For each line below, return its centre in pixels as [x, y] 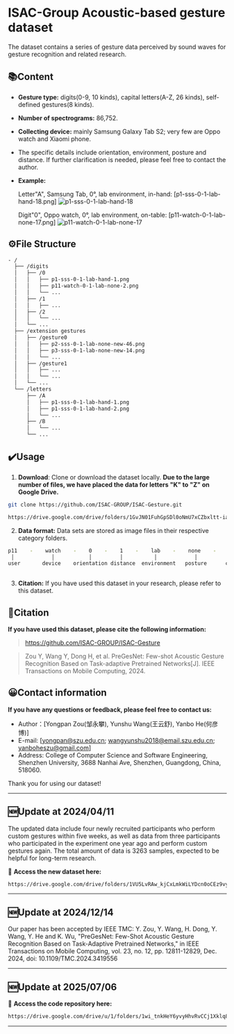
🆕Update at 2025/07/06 [62, 987]
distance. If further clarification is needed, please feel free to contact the [122, 159]
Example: [32, 180]
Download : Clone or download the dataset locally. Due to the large [114, 477]
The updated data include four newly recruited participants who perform [111, 828]
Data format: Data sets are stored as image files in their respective [113, 530]
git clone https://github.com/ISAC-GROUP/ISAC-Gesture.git [95, 504]
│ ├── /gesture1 [41, 363]
